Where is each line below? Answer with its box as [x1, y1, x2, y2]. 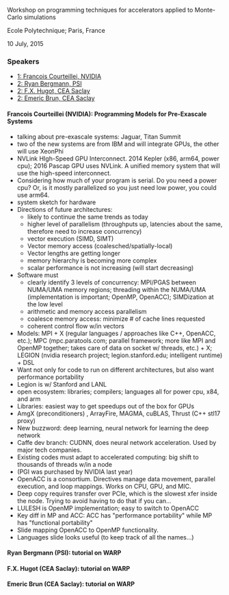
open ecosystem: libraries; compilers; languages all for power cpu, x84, [16, 387, 219, 396]
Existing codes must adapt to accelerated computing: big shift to [16, 452, 200, 461]
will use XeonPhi [16, 147, 64, 155]
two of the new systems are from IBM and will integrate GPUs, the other [16, 140, 219, 148]
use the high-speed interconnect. [16, 169, 111, 177]
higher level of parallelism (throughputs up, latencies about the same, [27, 219, 223, 228]
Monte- [194, 6, 216, 14]
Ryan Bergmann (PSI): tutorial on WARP [7, 548, 122, 557]
